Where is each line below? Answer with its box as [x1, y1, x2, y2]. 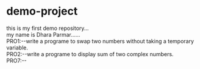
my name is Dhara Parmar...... [6, 31, 80, 38]
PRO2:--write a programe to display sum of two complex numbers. [6, 50, 174, 57]
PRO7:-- [6, 57, 27, 64]
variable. [6, 44, 29, 51]
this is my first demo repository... [6, 24, 89, 32]
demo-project [6, 4, 78, 18]
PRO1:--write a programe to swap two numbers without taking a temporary [6, 37, 194, 45]
